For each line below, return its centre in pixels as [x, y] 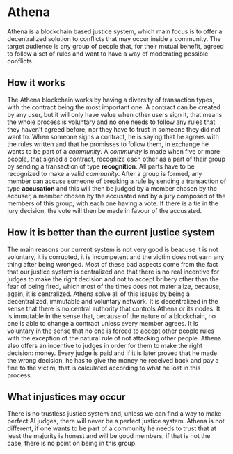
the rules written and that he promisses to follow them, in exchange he [108, 144]
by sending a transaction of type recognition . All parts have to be [101, 166]
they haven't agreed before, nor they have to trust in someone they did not [114, 129]
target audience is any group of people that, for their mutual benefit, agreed [115, 46]
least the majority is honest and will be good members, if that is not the [109, 436]
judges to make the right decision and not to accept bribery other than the [113, 279]
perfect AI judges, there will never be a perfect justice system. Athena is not [116, 421]
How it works [36, 83]
